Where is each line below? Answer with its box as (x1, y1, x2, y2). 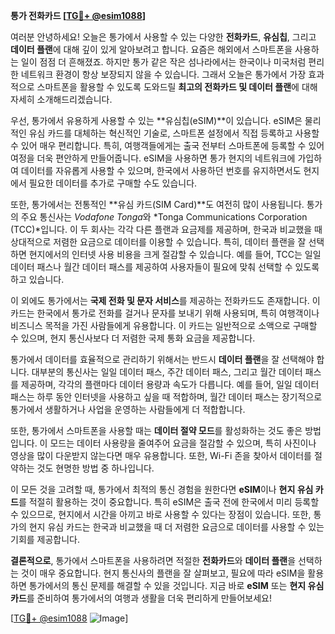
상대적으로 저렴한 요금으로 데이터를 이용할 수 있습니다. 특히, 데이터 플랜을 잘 (10, 236, 307, 248)
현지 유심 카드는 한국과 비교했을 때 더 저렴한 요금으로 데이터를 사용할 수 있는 (28, 521, 325, 533)
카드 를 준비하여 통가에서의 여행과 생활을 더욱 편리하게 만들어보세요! (10, 592, 272, 604)
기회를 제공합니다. (10, 534, 81, 545)
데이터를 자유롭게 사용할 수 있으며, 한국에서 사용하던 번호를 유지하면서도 (20, 165, 302, 176)
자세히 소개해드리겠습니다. (10, 94, 113, 105)
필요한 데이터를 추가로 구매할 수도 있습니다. (28, 177, 198, 189)
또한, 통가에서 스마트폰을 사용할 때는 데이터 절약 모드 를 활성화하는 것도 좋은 (10, 425, 303, 436)
